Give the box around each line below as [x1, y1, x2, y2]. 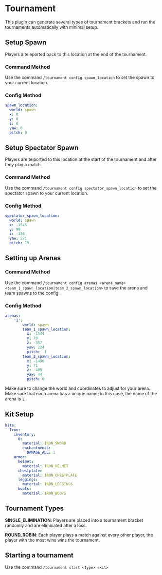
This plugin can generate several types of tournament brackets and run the [5, 19, 156, 25]
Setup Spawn [5, 38, 47, 47]
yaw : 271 [9, 236, 27, 241]
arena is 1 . [5, 396, 26, 402]
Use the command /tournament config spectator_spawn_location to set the [5, 185, 157, 191]
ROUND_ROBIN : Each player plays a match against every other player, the [5, 532, 153, 537]
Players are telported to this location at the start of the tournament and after [5, 156, 157, 162]
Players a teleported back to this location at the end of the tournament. [5, 51, 147, 57]
